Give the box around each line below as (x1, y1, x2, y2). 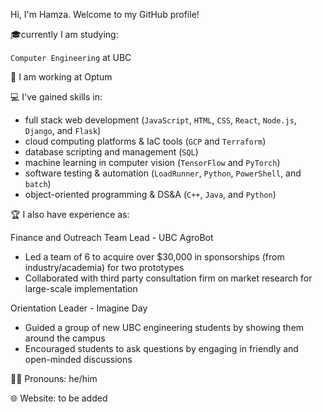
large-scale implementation (24, 283, 138, 294)
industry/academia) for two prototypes (24, 262, 185, 273)
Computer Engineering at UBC (10, 52, 132, 63)
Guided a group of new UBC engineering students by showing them (24, 322, 305, 333)
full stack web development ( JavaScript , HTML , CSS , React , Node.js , (24, 114, 297, 126)
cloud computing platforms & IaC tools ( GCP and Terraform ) (24, 135, 267, 147)
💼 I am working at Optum (10, 71, 113, 83)
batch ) (24, 178, 52, 189)
